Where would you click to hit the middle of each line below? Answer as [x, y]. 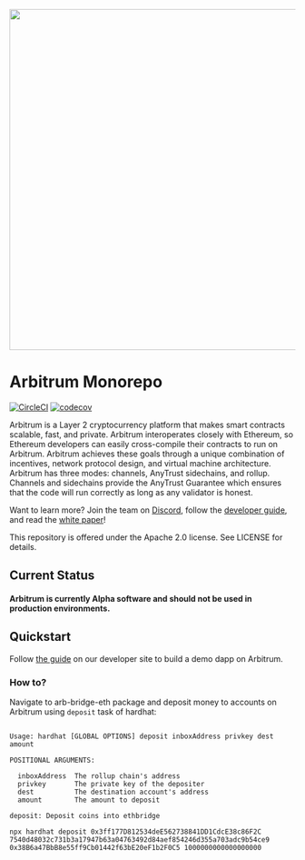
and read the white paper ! [58, 519]
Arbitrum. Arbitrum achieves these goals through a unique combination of [147, 454]
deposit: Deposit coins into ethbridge [85, 816]
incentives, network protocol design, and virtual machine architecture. [140, 463]
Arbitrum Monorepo [86, 382]
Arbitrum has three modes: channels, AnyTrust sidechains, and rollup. [140, 473]
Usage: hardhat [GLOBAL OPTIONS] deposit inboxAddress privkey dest [142, 736]
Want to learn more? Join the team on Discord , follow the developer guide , [148, 510]
